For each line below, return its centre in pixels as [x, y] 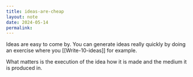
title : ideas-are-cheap [35, 11]
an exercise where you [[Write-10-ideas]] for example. [72, 51]
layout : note [22, 17]
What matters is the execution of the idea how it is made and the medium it [97, 62]
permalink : [19, 28]
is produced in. [24, 68]
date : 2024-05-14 [27, 22]
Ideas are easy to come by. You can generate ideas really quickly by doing [96, 44]
